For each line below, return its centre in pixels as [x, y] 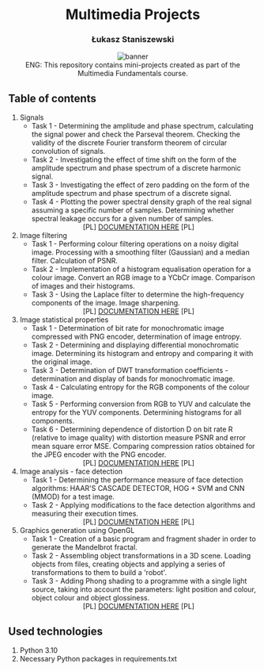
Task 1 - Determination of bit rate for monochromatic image [128, 328]
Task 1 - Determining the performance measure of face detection [137, 480]
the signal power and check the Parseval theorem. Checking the [136, 134]
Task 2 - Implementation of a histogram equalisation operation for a [141, 269]
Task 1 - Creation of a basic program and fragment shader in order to [144, 539]
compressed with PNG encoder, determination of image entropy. [136, 337]
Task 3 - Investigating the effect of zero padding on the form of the [141, 185]
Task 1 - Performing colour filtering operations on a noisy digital [135, 244]
